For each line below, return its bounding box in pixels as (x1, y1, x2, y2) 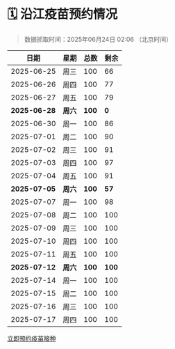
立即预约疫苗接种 (7, 334, 56, 342)
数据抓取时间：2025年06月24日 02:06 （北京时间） (24, 35, 172, 43)
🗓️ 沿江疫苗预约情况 (7, 6, 118, 22)
